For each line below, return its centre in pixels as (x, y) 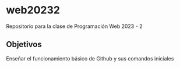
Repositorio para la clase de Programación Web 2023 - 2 (74, 26)
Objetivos (24, 44)
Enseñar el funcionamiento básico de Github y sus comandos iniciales (90, 58)
